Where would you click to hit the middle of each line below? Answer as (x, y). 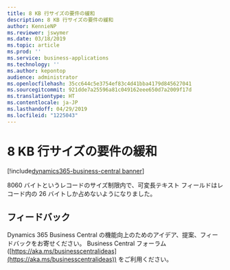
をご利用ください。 (145, 259)
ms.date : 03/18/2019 (37, 39)
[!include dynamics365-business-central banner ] (76, 171)
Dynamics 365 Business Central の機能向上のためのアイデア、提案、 (104, 235)
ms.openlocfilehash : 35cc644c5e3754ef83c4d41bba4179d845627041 (100, 84)
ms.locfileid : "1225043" (43, 115)
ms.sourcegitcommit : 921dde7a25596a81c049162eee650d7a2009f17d (100, 90)
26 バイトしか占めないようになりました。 (97, 193)
